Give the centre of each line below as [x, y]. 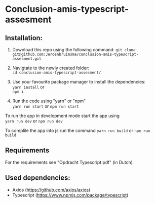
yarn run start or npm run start [45, 106]
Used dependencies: [38, 178]
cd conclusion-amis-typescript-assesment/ [57, 73]
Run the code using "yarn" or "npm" [49, 101]
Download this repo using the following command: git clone [74, 50]
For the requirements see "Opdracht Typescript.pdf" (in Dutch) [69, 162]
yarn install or [28, 87]
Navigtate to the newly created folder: [51, 68]
